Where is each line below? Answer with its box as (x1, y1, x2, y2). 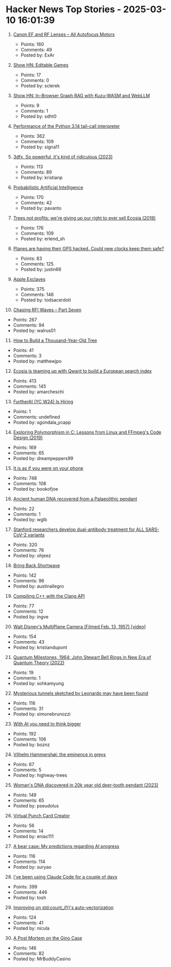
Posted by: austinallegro (13, 583, 64, 589)
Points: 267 (13, 316, 37, 322)
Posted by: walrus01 (13, 327, 55, 334)
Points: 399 (13, 883, 38, 889)
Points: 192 (13, 730, 37, 736)
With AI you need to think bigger (13, 721, 81, 727)
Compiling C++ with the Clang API (13, 593, 85, 599)
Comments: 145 (13, 383, 46, 389)
